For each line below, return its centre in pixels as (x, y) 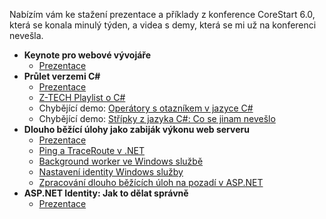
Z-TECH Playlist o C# (82, 97)
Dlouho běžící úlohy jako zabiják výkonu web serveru (136, 129)
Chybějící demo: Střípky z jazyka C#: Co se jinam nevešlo (157, 118)
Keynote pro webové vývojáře (87, 55)
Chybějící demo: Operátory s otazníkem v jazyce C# (146, 108)
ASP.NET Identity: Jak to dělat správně (106, 193)
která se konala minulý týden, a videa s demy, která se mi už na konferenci (163, 25)
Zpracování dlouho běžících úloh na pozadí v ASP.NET (151, 182)
